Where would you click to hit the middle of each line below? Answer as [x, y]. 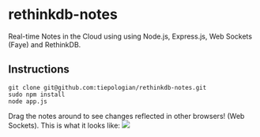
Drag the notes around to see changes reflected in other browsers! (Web [126, 116]
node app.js [28, 101]
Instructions [39, 70]
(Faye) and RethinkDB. [45, 44]
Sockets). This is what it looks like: [64, 125]
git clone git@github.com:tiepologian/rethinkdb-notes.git [107, 87]
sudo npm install [37, 94]
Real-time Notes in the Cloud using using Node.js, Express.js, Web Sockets [130, 36]
